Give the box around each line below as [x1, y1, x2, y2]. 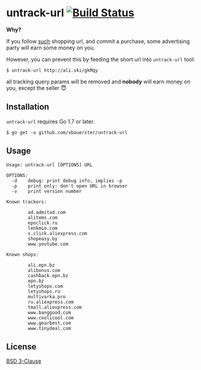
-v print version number [11, 188, 82, 194]
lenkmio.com [28, 225, 58, 231]
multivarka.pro [28, 293, 66, 299]
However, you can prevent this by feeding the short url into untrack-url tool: [6, 55, 196, 63]
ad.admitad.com [28, 209, 66, 215]
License [6, 341, 37, 352]
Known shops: [6, 251, 39, 257]
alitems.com [28, 215, 58, 221]
